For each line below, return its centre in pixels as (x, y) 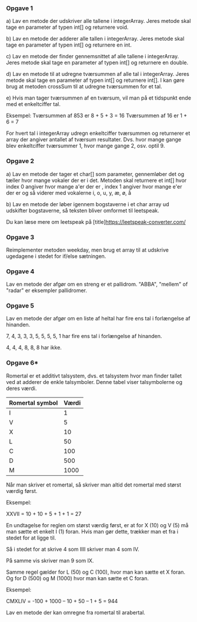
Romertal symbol (34, 403)
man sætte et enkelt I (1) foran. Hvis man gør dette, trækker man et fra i (92, 531)
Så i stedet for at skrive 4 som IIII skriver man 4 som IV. (73, 549)
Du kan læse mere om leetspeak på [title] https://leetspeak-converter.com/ (96, 221)
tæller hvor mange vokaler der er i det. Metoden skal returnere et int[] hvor (96, 180)
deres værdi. (21, 388)
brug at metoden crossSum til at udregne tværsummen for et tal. (84, 87)
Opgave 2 (20, 161)
